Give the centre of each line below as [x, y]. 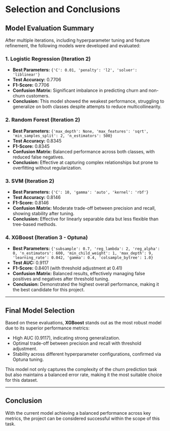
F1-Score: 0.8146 [31, 203]
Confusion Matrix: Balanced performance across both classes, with [84, 151]
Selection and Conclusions [63, 9]
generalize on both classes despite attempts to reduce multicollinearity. [87, 107]
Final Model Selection [40, 310]
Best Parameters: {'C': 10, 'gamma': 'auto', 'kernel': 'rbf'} [80, 192]
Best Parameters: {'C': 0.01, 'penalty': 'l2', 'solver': [75, 70]
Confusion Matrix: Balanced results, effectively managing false [79, 274]
